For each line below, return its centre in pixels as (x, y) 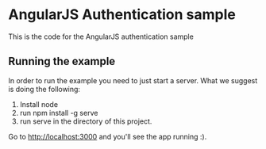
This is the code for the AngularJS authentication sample (101, 36)
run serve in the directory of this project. (86, 121)
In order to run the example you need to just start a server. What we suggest (133, 80)
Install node (39, 104)
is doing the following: (44, 89)
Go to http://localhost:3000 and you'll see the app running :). (108, 136)
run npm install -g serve (59, 113)
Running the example (62, 61)
